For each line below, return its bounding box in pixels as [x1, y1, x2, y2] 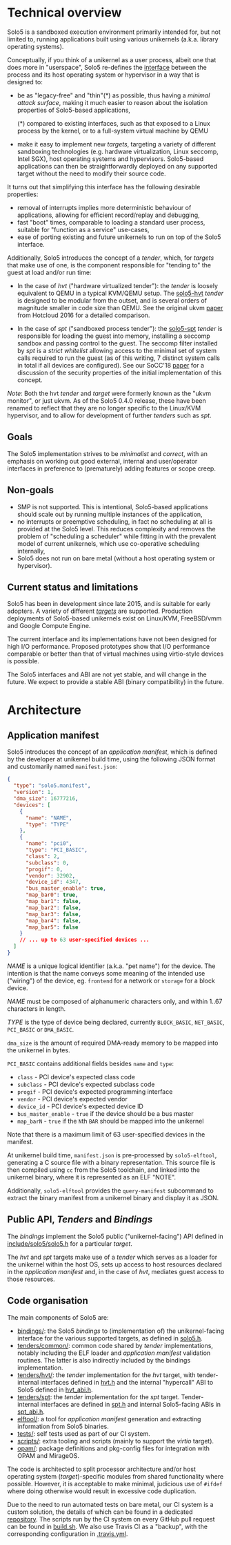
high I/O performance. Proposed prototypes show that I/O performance [7, 643, 210, 651]
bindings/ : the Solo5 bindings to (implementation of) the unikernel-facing [17, 1327, 225, 1335]
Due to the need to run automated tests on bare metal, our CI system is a [7, 1500, 214, 1508]
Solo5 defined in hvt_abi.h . [17, 1385, 93, 1394]
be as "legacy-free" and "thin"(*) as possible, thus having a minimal [17, 91, 210, 99]
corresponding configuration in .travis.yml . [7, 1529, 128, 1538]
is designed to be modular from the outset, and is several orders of [17, 296, 208, 305]
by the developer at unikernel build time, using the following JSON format [7, 755, 216, 764]
